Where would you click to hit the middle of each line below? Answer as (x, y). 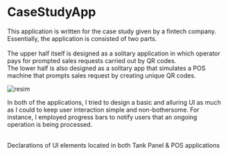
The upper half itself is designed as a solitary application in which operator (114, 53)
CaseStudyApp (52, 12)
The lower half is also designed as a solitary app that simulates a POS (106, 68)
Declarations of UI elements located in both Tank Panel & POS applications (114, 145)
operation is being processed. (50, 124)
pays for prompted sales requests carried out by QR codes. (92, 60)
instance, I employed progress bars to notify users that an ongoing (102, 117)
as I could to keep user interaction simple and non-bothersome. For (103, 110)
